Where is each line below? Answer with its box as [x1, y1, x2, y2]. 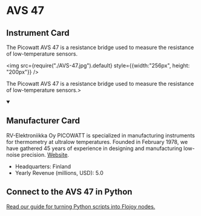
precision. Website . [21, 151, 70, 158]
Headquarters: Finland [15, 163, 71, 170]
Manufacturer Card [6, 116, 81, 126]
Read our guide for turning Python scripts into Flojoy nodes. [6, 203, 156, 210]
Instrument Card [6, 28, 70, 38]
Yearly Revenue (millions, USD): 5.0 [15, 169, 104, 176]
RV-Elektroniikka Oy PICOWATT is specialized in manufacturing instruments [6, 131, 196, 139]
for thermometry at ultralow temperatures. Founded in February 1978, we [6, 138, 188, 145]
